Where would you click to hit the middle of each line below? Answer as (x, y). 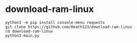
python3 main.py (22, 35)
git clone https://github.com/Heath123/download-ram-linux (69, 27)
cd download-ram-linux (29, 31)
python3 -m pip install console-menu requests (55, 22)
